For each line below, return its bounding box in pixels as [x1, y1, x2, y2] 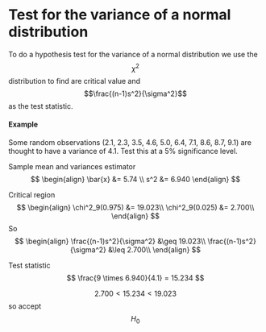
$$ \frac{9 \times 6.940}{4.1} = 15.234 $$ [66, 272, 205, 283]
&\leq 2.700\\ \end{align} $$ [107, 244, 202, 255]
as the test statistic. [8, 101, 73, 110]
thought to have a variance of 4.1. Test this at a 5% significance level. [8, 146, 238, 156]
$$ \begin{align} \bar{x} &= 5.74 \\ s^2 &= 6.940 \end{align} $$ [31, 174, 240, 184]
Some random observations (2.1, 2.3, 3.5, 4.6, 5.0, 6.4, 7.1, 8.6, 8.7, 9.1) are [8, 137, 252, 147]
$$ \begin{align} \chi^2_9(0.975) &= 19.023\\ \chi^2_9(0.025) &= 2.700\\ [16, 202, 255, 212]
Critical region [8, 189, 56, 199]
